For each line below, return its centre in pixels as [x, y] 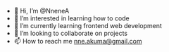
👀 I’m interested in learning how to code [72, 18]
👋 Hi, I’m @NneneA [42, 11]
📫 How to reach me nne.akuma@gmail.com [78, 41]
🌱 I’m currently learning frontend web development [88, 26]
